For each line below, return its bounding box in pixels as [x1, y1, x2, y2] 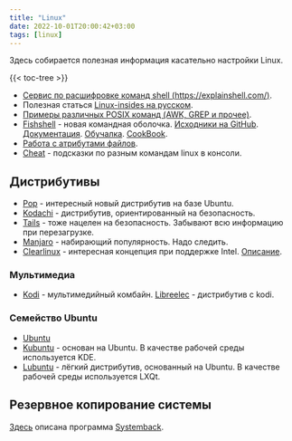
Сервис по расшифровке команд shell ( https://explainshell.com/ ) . [22, 90, 273, 101]
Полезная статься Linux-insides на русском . [22, 100, 193, 110]
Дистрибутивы [9, 174, 100, 189]
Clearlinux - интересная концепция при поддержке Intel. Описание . [22, 246, 283, 257]
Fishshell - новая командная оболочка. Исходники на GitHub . [22, 119, 259, 129]
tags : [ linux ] [9, 30, 63, 39]
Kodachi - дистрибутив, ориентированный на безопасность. [22, 207, 256, 218]
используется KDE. [22, 351, 97, 362]
